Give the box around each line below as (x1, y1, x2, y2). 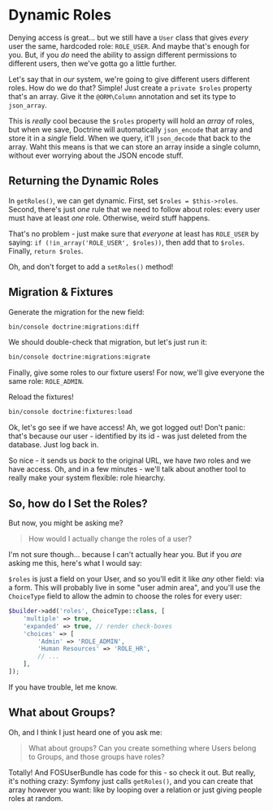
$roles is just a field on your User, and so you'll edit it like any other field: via (8, 574, 265, 583)
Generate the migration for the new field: (8, 307, 145, 316)
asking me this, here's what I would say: (8, 559, 142, 568)
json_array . (8, 100, 47, 110)
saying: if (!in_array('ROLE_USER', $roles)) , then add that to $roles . (8, 237, 245, 247)
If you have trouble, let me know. (8, 682, 118, 692)
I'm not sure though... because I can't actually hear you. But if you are (8, 550, 242, 559)
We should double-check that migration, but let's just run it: (8, 337, 207, 347)
